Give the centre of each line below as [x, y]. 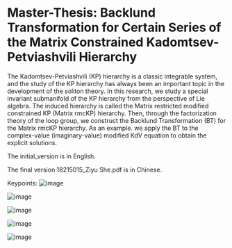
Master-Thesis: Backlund [82, 13]
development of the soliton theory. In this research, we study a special [108, 91]
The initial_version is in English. [51, 156]
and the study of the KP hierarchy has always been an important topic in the [116, 83]
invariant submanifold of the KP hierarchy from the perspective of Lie [106, 98]
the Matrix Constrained [75, 42]
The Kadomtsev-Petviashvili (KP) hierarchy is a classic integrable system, [112, 76]
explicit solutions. [32, 142]
